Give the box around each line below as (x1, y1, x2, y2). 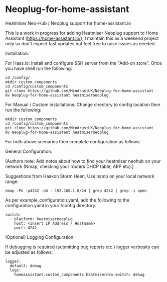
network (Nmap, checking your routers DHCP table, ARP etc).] (5, 163, 134, 169)
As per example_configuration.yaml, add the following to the (5, 197, 129, 203)
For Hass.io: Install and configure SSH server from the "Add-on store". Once (5, 60, 162, 66)
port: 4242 (14, 225, 37, 230)
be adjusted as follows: (5, 249, 53, 255)
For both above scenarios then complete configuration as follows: (5, 138, 141, 144)
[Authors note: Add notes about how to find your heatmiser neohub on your (5, 158, 161, 164)
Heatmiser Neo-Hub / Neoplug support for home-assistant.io (5, 20, 131, 26)
